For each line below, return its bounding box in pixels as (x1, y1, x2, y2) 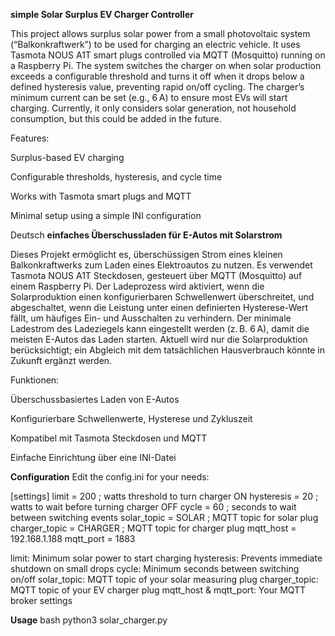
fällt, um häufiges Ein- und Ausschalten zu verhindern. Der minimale (10, 312, 292, 324)
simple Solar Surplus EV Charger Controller (10, 9, 194, 20)
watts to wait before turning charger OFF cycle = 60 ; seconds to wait (10, 501, 297, 513)
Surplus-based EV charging (10, 152, 125, 163)
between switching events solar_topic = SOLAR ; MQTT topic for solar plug (10, 512, 319, 523)
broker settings (10, 595, 73, 606)
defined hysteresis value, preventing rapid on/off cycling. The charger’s (10, 81, 305, 93)
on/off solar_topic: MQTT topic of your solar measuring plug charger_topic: (10, 574, 320, 585)
